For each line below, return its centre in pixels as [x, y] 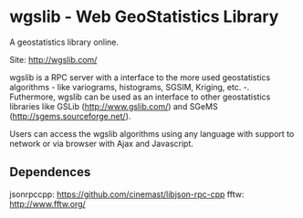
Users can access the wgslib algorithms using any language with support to [152, 133]
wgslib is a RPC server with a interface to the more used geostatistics [140, 77]
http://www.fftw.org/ [48, 203]
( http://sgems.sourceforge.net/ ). [70, 116]
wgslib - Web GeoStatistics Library [144, 17]
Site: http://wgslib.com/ [53, 59]
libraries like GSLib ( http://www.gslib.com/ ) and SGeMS [114, 106]
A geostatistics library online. [64, 42]
